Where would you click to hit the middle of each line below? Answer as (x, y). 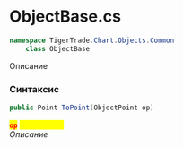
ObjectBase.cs (65, 17)
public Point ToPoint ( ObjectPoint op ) (82, 108)
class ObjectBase (58, 48)
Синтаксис (35, 89)
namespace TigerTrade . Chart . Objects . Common (92, 40)
